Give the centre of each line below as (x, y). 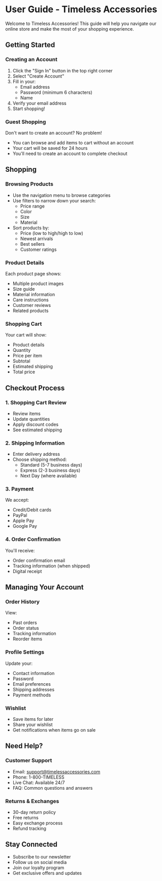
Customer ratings (38, 249)
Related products (30, 310)
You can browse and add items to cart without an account (73, 142)
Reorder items (27, 639)
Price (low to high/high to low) (52, 233)
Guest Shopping (26, 122)
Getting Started (30, 45)
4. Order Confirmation (33, 539)
